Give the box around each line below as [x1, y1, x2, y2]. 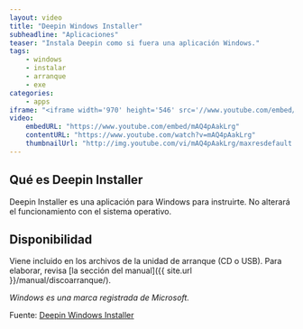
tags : [9, 47, 30, 56]
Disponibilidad [9, 232, 93, 247]
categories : [9, 88, 54, 97]
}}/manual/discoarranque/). [9, 275, 111, 286]
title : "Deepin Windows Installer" [9, 22, 143, 31]
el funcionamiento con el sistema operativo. [9, 206, 172, 216]
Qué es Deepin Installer [9, 172, 143, 187]
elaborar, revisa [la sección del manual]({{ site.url [9, 265, 192, 276]
